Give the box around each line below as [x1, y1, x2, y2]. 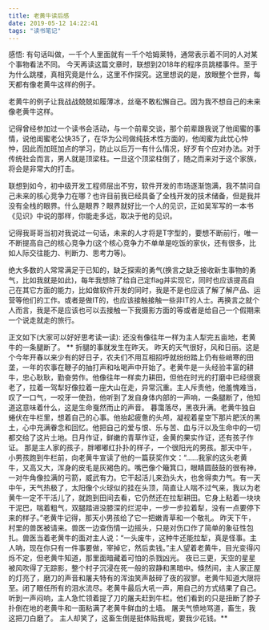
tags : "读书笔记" [8, 26, 62, 35]
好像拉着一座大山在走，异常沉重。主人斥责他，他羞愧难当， [63, 383, 261, 392]
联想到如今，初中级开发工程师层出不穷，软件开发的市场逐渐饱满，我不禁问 [8, 181, 254, 191]
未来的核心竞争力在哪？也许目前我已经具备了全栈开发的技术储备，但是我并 [14, 191, 261, 201]
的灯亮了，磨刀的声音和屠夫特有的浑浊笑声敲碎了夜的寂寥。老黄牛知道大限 [8, 573, 254, 583]
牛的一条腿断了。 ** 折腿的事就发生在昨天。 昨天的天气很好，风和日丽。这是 [8, 343, 260, 352]
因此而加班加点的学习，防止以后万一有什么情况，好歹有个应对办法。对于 [22, 144, 261, 153]
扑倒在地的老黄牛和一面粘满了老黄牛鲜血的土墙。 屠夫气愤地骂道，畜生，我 [8, 604, 256, 613]
